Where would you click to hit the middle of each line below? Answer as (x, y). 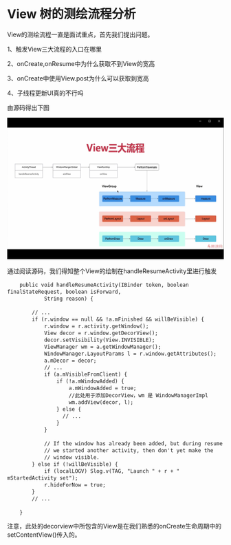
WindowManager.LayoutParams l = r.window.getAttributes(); (130, 354)
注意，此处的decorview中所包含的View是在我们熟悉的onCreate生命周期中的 (114, 526)
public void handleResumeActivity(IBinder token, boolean (104, 285)
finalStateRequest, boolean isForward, (64, 292)
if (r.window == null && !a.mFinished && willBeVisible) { (118, 320)
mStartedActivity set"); (43, 478)
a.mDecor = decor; (70, 361)
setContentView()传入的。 (44, 535)
